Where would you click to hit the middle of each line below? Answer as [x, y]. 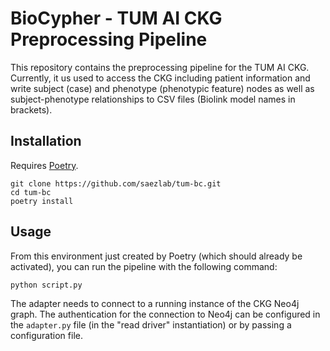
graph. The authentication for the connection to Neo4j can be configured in [165, 314]
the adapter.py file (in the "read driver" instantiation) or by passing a [151, 324]
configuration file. [46, 335]
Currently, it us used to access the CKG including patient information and [160, 78]
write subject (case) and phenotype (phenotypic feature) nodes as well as [162, 88]
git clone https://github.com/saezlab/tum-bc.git [116, 183]
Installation [46, 141]
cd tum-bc [31, 192]
